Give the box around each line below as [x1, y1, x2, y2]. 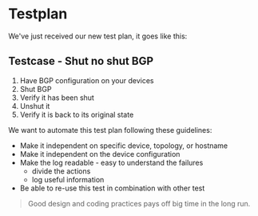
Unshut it [19, 101, 50, 110]
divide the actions [31, 166, 91, 176]
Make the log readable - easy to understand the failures [19, 158, 204, 167]
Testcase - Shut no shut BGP [8, 54, 154, 68]
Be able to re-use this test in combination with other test [19, 183, 205, 193]
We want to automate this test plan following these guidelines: [8, 125, 212, 134]
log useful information [31, 174, 105, 184]
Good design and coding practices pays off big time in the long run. [27, 198, 251, 208]
